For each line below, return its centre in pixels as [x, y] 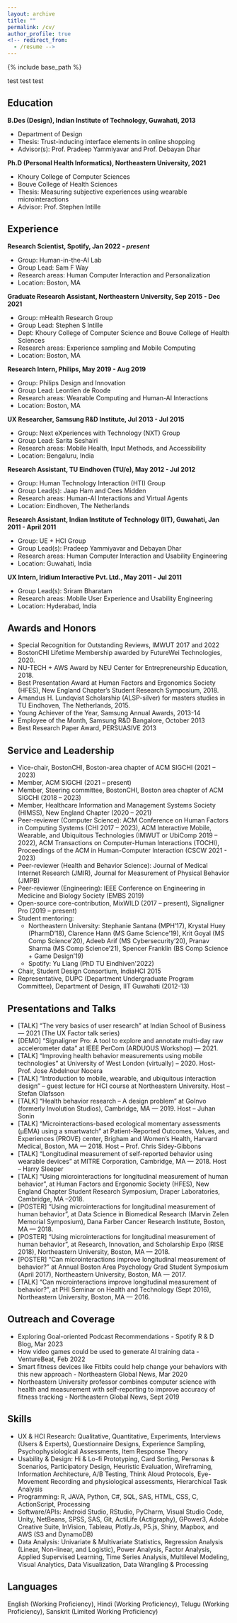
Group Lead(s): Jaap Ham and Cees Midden [82, 490]
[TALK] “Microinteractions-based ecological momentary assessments [119, 1124]
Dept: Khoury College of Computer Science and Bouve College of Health [123, 332]
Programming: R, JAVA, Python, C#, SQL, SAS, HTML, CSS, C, [108, 1496]
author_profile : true [39, 34]
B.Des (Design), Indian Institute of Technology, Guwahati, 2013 [102, 120]
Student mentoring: [46, 918]
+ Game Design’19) [56, 956]
